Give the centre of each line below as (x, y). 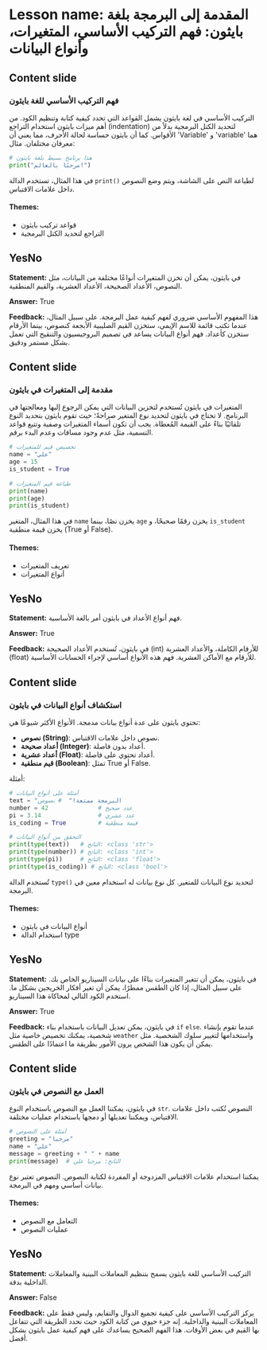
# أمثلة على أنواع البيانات (44, 794)
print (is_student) (39, 506)
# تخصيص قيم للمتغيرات (43, 447)
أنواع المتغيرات (43, 574)
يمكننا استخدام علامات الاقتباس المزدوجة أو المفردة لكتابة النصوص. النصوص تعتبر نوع (134, 1176)
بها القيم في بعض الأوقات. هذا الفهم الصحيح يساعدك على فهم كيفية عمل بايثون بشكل (134, 1329)
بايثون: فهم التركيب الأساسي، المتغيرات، (126, 31)
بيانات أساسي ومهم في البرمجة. (56, 1184)
